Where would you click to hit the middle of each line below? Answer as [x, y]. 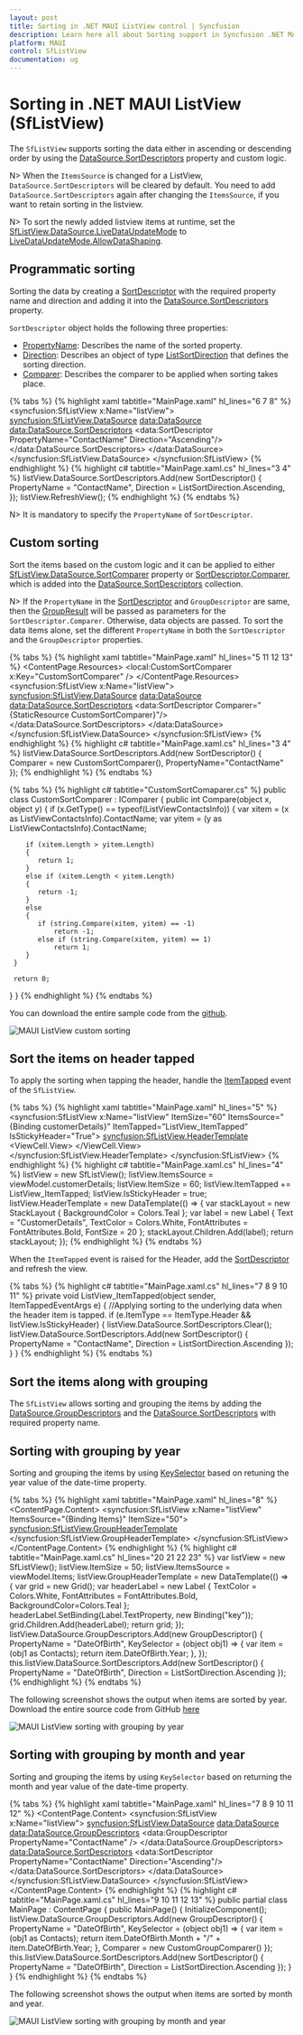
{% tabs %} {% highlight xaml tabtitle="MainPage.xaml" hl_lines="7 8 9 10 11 [151, 1804]
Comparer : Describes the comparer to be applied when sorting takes [150, 374]
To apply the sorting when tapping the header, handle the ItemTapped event [150, 1080]
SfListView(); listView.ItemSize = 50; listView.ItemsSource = [120, 1567]
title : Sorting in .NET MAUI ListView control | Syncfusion [125, 26]
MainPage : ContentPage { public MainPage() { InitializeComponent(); [138, 1909]
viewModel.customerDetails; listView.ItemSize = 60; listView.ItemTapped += [150, 1184]
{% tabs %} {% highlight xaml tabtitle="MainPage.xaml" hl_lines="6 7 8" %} [150, 401]
